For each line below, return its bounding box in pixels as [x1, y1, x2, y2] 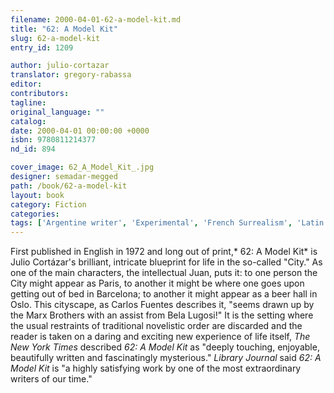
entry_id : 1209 [10, 42, 74, 53]
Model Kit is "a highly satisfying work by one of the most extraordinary [10, 362, 302, 375]
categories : [10, 209, 60, 219]
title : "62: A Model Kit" [10, 24, 118, 34]
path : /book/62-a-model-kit [10, 181, 128, 191]
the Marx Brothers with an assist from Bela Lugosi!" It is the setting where [10, 309, 314, 321]
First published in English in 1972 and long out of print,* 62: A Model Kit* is [10, 246, 318, 258]
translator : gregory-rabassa [10, 70, 132, 80]
